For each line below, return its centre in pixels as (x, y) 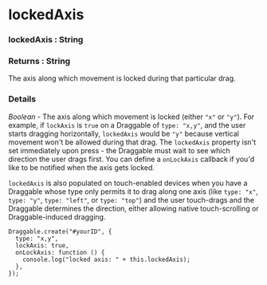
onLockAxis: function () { (60, 252)
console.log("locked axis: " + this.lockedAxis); (107, 259)
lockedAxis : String (46, 40)
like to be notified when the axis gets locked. (82, 167)
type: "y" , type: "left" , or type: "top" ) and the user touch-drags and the (132, 200)
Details (22, 99)
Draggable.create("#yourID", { (60, 232)
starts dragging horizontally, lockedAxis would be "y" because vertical (124, 133)
